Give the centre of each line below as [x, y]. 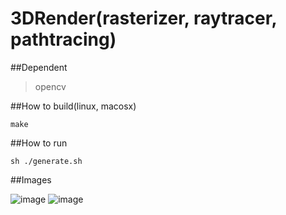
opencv [50, 86]
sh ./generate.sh [46, 161]
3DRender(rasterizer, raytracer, [143, 18]
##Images [31, 179]
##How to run [39, 143]
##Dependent [39, 67]
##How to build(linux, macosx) [73, 106]
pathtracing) [63, 39]
